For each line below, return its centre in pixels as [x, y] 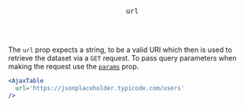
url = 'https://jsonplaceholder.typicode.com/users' [100, 88]
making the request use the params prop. [74, 66]
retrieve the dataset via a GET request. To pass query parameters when [122, 58]
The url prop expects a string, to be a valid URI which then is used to [120, 50]
